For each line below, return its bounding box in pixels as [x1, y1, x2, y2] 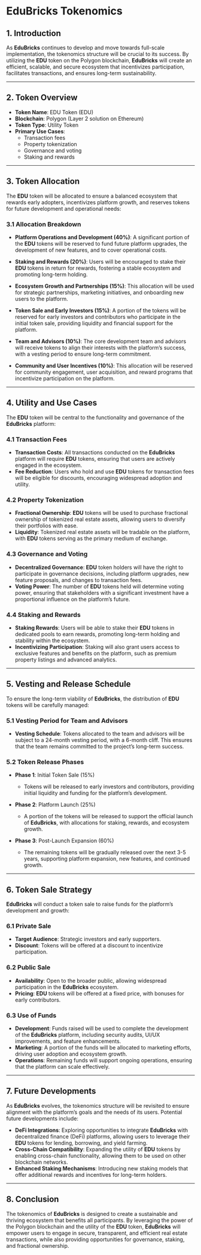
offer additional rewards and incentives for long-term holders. [14, 1171, 167, 1178]
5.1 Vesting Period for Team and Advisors [6, 716, 129, 725]
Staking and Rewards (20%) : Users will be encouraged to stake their [14, 258, 186, 265]
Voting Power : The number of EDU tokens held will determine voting [14, 583, 184, 590]
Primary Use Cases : [14, 127, 66, 135]
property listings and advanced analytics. [14, 656, 117, 663]
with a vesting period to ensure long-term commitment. [14, 350, 151, 357]
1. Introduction [6, 28, 61, 38]
